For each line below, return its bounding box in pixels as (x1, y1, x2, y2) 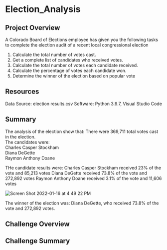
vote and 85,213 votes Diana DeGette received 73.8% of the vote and (5, 170, 147, 176)
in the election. (5, 133, 36, 139)
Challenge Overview (5, 220, 70, 228)
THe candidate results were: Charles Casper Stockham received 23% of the (5, 164, 161, 170)
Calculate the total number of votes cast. (12, 51, 96, 57)
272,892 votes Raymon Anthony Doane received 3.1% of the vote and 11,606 (5, 175, 162, 181)
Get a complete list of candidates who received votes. (12, 57, 123, 63)
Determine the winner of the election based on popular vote (12, 73, 136, 78)
